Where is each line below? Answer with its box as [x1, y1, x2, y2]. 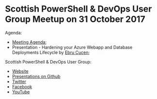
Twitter [12, 79, 27, 84]
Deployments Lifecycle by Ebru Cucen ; [12, 49, 90, 55]
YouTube [12, 89, 30, 95]
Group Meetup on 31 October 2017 [5, 14, 145, 25]
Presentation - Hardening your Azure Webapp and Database [12, 44, 133, 50]
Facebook [12, 83, 32, 89]
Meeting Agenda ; [12, 39, 47, 45]
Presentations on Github [12, 73, 61, 79]
